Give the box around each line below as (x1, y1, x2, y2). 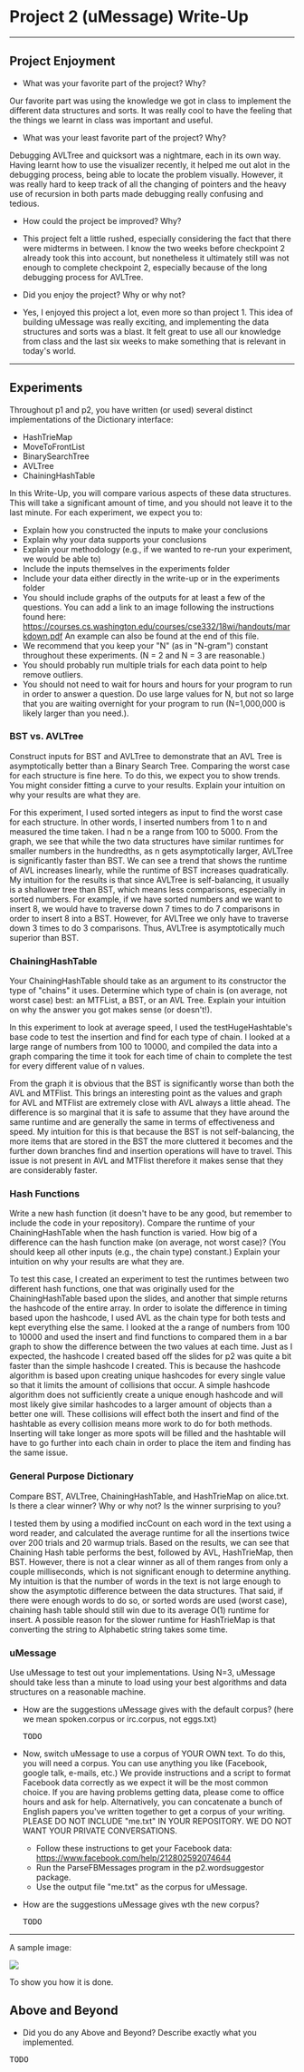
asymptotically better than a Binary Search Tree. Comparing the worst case (9, 760, 290, 771)
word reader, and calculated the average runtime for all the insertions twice (9, 1527, 290, 1539)
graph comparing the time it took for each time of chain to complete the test (9, 1051, 292, 1062)
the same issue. (9, 1447, 69, 1458)
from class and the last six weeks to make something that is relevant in (22, 336, 287, 347)
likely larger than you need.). (22, 708, 129, 718)
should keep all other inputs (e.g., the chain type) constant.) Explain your (9, 1246, 280, 1257)
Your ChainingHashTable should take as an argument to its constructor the (9, 975, 287, 986)
